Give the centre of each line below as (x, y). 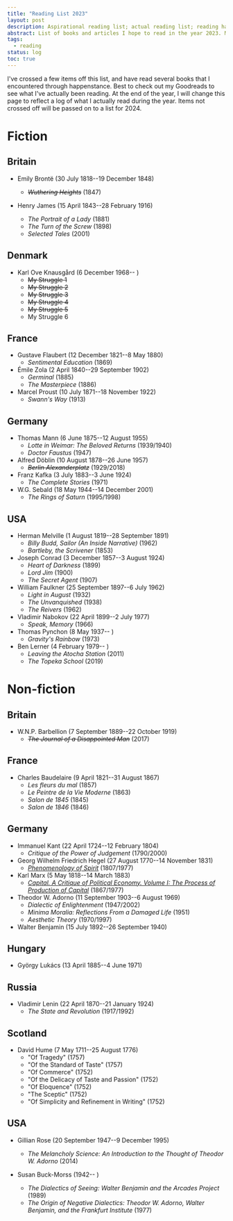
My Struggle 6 (48, 316)
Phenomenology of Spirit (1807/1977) (80, 868)
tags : (15, 40)
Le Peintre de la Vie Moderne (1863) (79, 792)
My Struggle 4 (48, 302)
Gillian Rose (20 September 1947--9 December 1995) (93, 1140)
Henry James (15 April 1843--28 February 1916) (85, 205)
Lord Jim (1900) (50, 573)
